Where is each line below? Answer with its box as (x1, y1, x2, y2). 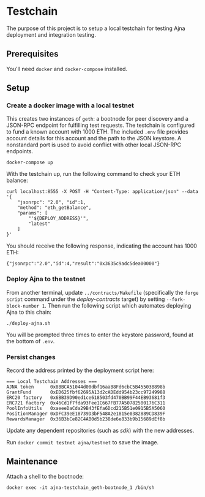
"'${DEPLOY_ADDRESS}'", (28, 216, 89, 222)
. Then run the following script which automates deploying (45, 302, 192, 309)
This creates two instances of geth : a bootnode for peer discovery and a (6, 115, 188, 123)
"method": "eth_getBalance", (17, 205, 92, 211)
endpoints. (6, 148, 34, 155)
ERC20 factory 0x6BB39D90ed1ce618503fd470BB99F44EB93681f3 (6, 395, 166, 401)
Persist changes (6, 352, 56, 361)
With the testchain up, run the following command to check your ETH (6, 170, 181, 178)
